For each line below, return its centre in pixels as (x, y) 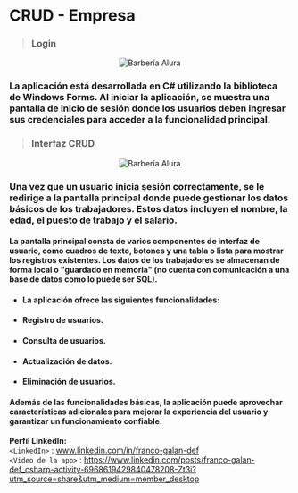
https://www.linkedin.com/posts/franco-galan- (170, 460)
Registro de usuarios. (63, 320)
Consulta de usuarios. (64, 340)
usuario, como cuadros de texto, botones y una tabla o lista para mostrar (146, 251)
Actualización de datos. (67, 361)
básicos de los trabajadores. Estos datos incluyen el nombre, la (149, 208)
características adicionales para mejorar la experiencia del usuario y (139, 412)
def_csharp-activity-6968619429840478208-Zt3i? (103, 470)
